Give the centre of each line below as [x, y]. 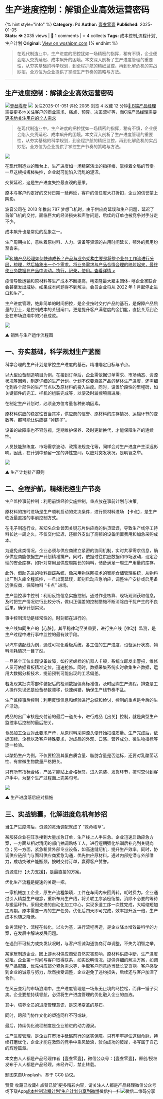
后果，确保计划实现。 [26, 608]
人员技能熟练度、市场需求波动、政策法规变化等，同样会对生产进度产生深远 [79, 446]
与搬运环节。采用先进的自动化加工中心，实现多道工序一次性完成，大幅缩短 [79, 904]
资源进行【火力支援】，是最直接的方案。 [44, 872]
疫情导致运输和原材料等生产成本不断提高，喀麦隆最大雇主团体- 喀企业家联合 [81, 281]
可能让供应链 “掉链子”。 [46, 420]
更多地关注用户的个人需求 [31, 118]
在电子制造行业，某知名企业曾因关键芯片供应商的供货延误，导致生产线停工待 [81, 528]
